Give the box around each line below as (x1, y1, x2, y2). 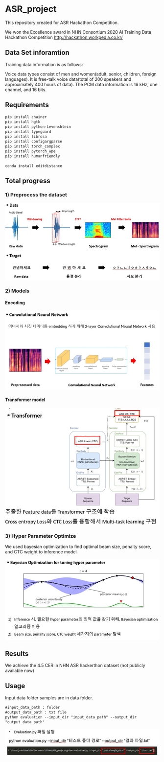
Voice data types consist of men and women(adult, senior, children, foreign (5, 71, 157, 77)
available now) (5, 667, 34, 673)
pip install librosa (5, 134, 47, 139)
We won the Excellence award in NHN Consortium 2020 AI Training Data (5, 29, 152, 35)
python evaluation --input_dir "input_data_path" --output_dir (5, 714, 137, 719)
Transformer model (5, 397, 46, 403)
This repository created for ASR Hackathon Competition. (5, 20, 119, 25)
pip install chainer (5, 114, 47, 119)
